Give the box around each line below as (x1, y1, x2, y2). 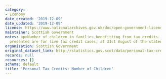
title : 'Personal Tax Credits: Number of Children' (5, 67, 114, 72)
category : (5, 7, 26, 12)
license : (5, 26, 23, 30)
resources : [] (5, 57, 35, 62)
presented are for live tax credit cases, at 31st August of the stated (9, 39, 163, 44)
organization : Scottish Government (5, 44, 79, 49)
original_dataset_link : (5, 48, 54, 53)
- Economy (5, 12, 26, 17)
